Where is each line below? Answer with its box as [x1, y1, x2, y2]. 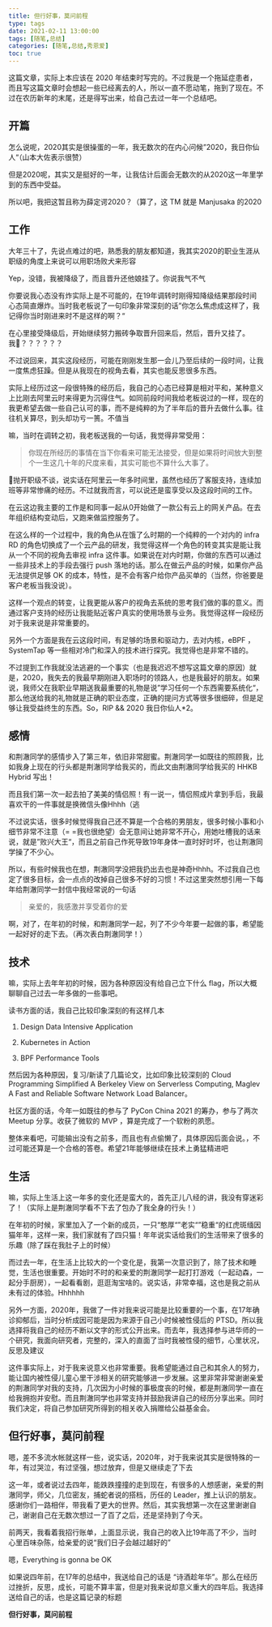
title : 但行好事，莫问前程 [8, 11, 89, 20]
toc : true [8, 49, 42, 58]
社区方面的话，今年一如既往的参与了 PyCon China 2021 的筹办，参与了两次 [8, 1106, 259, 1115]
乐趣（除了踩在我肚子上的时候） [8, 1240, 115, 1250]
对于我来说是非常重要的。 [8, 618, 94, 627]
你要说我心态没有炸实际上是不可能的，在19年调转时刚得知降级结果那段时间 [8, 290, 257, 300]
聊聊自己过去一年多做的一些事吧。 [8, 988, 122, 998]
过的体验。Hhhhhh [22, 1288, 85, 1298]
